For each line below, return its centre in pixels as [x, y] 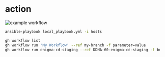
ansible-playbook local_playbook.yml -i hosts [54, 31]
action [18, 9]
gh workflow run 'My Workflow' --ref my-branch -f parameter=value [76, 45]
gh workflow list [23, 40]
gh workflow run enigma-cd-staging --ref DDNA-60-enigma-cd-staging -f [80, 50]
